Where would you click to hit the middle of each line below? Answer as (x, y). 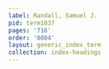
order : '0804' (32, 38)
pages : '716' (30, 30)
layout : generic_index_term (55, 45)
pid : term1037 (32, 23)
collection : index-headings (55, 52)
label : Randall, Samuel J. (53, 15)
